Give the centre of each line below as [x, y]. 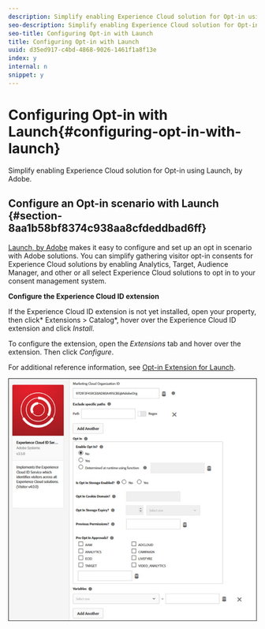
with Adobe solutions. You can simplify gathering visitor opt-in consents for [131, 256]
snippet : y [26, 75]
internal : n [28, 67]
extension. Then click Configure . [61, 352]
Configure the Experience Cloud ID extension [84, 296]
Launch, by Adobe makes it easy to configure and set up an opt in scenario [130, 247]
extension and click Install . [51, 328]
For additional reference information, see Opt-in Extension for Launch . [122, 367]
